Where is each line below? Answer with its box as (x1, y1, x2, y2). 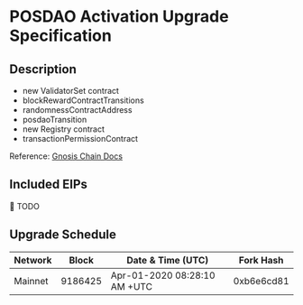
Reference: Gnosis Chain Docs (9, 151, 124, 162)
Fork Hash (238, 254, 284, 266)
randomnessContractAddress (22, 105, 133, 115)
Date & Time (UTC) (126, 254, 209, 266)
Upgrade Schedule (9, 227, 117, 243)
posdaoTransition (22, 115, 87, 125)
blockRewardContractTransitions (22, 95, 144, 106)
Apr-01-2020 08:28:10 (110, 269, 216, 282)
